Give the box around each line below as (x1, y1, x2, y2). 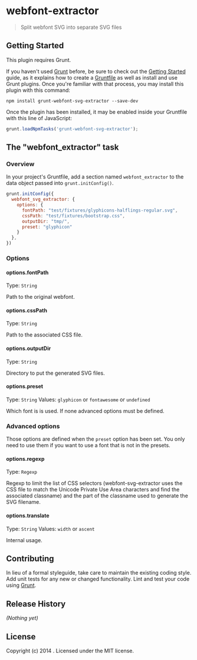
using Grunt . (6, 582, 37, 589)
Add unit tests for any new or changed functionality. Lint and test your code (6, 576, 190, 583)
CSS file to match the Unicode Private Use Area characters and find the (6, 486, 180, 493)
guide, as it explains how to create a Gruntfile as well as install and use (6, 74, 178, 81)
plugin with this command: (6, 87, 71, 94)
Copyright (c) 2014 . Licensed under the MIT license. (6, 647, 134, 654)
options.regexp (6, 455, 45, 462)
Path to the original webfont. (6, 293, 75, 301)
